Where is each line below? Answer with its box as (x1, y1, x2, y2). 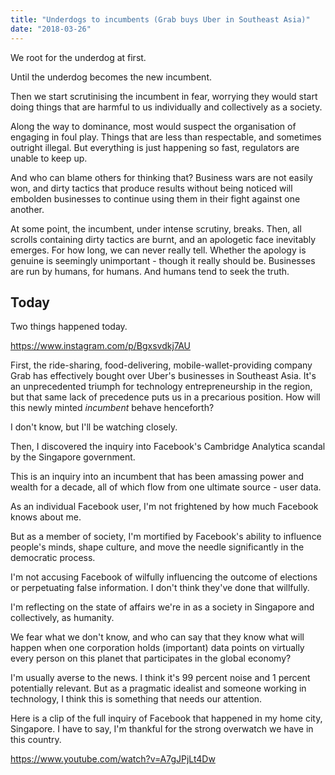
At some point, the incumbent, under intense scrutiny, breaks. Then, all (10, 222, 302, 235)
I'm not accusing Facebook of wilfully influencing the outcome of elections (10, 571, 318, 583)
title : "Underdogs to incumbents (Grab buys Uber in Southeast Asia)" (10, 14, 311, 25)
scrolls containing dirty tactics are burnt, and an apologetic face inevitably (10, 233, 317, 245)
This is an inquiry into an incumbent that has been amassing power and (10, 471, 305, 483)
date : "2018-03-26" (10, 24, 92, 34)
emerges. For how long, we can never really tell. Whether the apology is (10, 244, 307, 256)
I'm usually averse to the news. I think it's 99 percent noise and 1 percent (10, 672, 311, 684)
